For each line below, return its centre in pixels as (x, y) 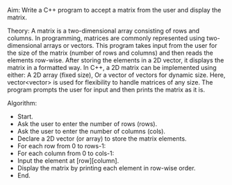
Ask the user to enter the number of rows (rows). (87, 124)
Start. (25, 116)
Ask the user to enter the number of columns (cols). (91, 131)
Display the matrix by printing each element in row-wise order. (106, 168)
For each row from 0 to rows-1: (61, 146)
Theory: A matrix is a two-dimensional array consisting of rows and (103, 31)
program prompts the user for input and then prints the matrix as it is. (106, 90)
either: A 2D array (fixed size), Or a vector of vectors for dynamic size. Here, (116, 75)
